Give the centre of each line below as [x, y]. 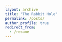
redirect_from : [21, 28]
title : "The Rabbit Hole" [31, 14]
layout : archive [21, 9]
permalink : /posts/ [25, 18]
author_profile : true [27, 23]
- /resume [19, 32]
